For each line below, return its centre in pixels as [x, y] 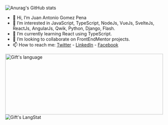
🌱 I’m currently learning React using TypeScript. [62, 34]
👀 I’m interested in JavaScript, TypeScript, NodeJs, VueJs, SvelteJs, [83, 23]
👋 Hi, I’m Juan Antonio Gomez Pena [49, 17]
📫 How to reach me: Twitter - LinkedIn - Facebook [65, 45]
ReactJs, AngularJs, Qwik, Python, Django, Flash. [64, 28]
